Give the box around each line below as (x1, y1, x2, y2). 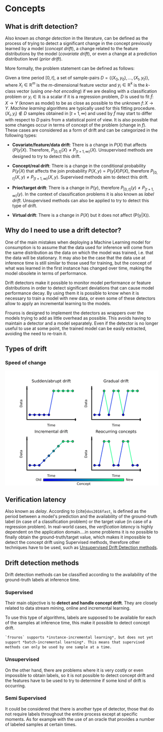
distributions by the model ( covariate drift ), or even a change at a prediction (5, 51, 157, 57)
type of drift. (12, 203, 37, 209)
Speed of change (5, 359, 46, 366)
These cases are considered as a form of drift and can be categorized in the (5, 127, 158, 133)
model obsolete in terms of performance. (5, 270, 88, 276)
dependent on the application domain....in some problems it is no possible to (5, 529, 158, 535)
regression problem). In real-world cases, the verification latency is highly (5, 524, 153, 530)
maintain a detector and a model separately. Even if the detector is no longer (5, 320, 159, 326)
